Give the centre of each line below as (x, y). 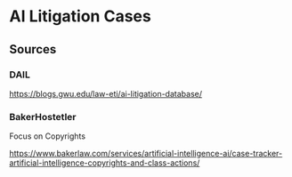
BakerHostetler (43, 117)
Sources (33, 49)
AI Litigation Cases (80, 16)
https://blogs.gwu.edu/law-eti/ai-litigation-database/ (106, 93)
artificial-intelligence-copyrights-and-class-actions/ (105, 163)
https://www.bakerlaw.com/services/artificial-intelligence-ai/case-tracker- (146, 154)
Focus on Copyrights (48, 136)
